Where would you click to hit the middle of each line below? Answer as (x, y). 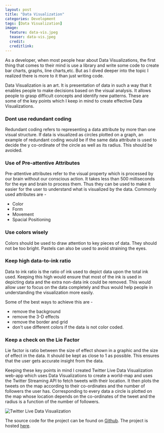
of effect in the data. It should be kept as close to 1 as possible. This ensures (82, 356)
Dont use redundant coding (38, 119)
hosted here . (18, 426)
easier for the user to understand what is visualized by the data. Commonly (81, 189)
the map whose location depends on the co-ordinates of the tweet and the (80, 396)
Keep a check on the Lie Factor (42, 340)
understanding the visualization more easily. (49, 292)
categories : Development (30, 19)
